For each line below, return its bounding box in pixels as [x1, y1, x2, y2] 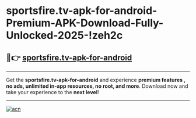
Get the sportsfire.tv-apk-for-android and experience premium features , [6, 77, 185, 83]
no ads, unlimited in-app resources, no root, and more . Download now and [6, 83, 188, 90]
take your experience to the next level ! [6, 89, 99, 95]
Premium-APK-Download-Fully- [6, 16, 164, 30]
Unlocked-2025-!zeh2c [6, 29, 123, 42]
